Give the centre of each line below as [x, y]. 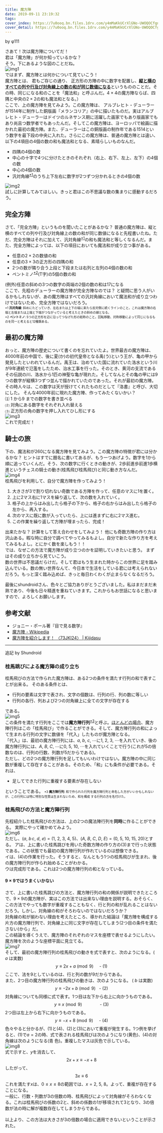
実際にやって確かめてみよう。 [44, 827]
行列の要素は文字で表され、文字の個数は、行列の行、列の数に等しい [80, 695]
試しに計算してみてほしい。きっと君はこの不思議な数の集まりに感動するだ [79, 192]
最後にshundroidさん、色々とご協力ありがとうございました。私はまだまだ [79, 584]
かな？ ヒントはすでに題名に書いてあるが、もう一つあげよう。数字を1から [82, 457]
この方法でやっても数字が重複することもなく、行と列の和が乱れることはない [81, 905]
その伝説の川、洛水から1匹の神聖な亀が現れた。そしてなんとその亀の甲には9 [81, 374]
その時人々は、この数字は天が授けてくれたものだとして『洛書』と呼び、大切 [81, 387]
